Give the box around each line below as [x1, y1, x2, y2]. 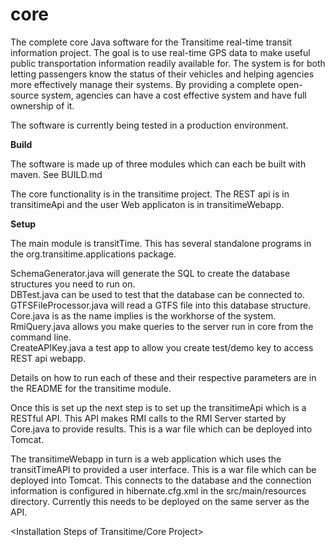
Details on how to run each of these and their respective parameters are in [10, 371, 317, 383]
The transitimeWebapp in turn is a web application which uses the [10, 453, 282, 465]
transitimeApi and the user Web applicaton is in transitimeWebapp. [10, 198, 285, 210]
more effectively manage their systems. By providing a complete [10, 78, 276, 90]
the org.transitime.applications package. [10, 248, 177, 260]
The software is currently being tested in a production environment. [10, 119, 289, 131]
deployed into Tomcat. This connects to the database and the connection [10, 474, 312, 486]
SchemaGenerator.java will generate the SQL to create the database [10, 267, 291, 279]
